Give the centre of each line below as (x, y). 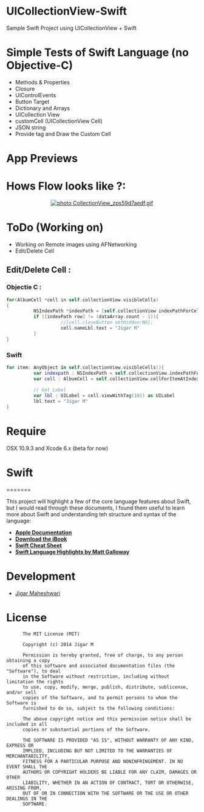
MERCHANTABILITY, (28, 756)
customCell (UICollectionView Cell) (59, 121)
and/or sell (21, 692)
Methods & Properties (42, 82)
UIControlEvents (36, 95)
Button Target (32, 101)
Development (41, 576)
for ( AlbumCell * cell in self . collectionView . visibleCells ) (83, 300)
